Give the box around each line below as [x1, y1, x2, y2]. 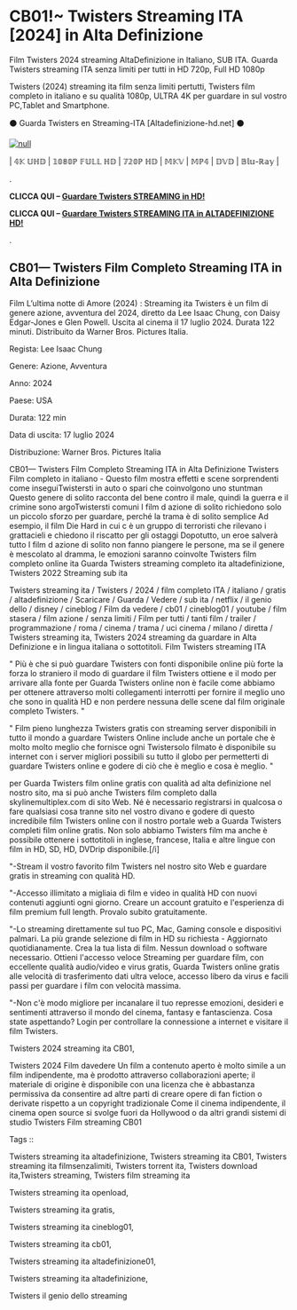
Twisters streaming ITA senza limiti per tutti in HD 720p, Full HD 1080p [9, 64, 266, 75]
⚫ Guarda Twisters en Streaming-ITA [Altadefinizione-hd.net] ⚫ [9, 117, 245, 128]
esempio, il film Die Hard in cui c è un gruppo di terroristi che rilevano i [9, 520, 267, 531]
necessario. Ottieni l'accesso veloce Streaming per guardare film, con [9, 951, 264, 962]
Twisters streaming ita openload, [9, 1187, 129, 1197]
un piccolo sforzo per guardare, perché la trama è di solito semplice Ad [9, 510, 269, 521]
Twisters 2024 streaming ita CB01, [9, 1043, 135, 1054]
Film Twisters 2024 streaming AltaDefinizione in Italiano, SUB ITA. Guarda [9, 54, 278, 65]
